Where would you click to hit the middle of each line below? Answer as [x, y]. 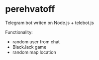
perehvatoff [30, 9]
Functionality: [19, 32]
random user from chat [36, 42]
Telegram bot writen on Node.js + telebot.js [49, 23]
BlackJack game [29, 47]
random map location [34, 52]
